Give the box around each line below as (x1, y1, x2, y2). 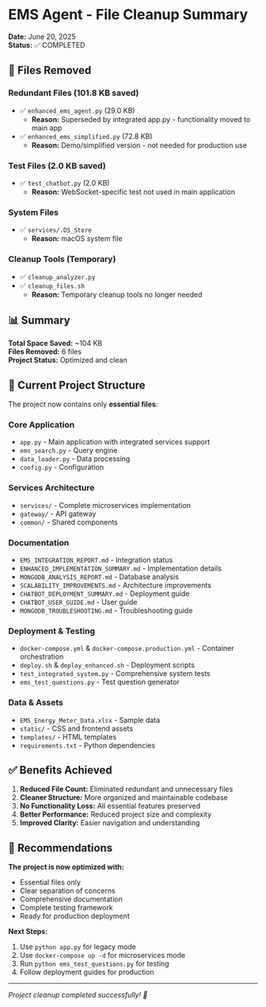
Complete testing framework (19, 903, 113, 913)
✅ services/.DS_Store (19, 225, 93, 235)
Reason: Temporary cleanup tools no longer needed (31, 290, 203, 299)
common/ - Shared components (19, 517, 119, 527)
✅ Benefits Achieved (8, 763, 112, 777)
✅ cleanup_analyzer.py (19, 271, 96, 281)
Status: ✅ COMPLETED (8, 40, 85, 49)
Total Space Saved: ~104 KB (8, 339, 103, 348)
